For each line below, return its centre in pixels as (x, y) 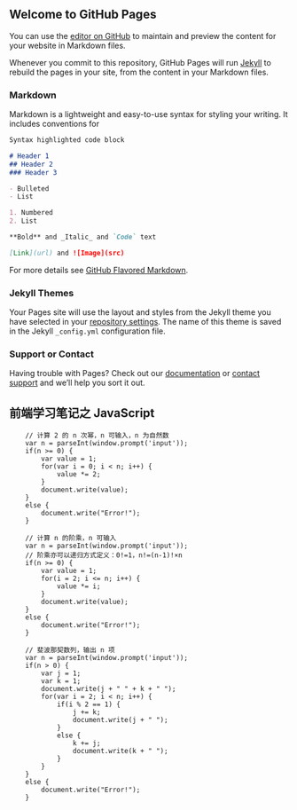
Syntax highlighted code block (67, 140)
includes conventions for (55, 124)
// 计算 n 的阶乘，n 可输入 (71, 539)
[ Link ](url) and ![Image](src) (67, 253)
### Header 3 (33, 172)
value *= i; (78, 586)
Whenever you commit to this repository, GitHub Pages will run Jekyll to (141, 62)
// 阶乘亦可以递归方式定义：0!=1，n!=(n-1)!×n (104, 555)
